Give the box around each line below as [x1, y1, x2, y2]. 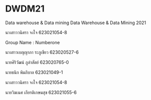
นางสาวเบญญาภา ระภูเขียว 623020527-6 [5, 49, 79, 55]
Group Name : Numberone [5, 39, 60, 45]
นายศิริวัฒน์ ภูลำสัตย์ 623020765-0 [5, 59, 69, 65]
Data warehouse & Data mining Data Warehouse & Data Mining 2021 [5, 20, 146, 26]
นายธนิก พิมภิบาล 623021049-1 [5, 69, 63, 75]
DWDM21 [5, 3, 45, 15]
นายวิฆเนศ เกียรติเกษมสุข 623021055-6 [5, 89, 77, 95]
